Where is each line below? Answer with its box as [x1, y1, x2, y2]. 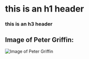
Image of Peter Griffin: [5, 35, 74, 44]
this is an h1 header [5, 3, 84, 15]
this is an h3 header [5, 21, 53, 28]
